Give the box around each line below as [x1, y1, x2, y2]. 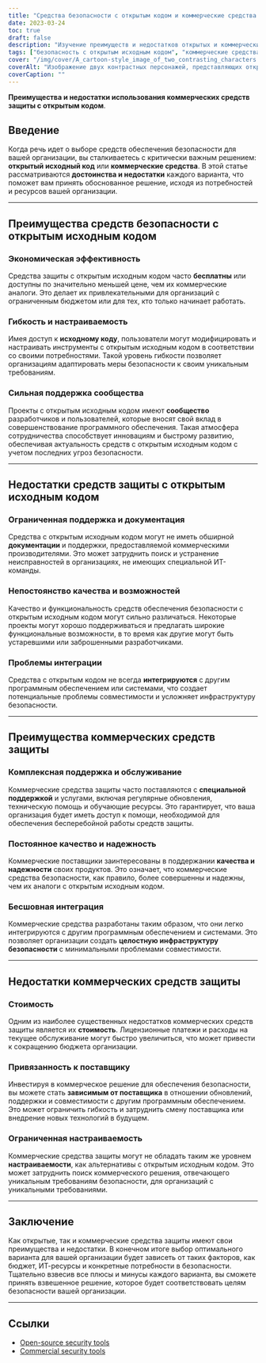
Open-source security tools [19, 1338, 110, 1347]
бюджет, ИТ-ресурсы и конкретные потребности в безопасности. [8, 1261, 232, 1271]
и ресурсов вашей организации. [8, 187, 118, 196]
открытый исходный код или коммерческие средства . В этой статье [8, 162, 249, 171]
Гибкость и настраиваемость [8, 316, 128, 327]
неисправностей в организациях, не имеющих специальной [8, 558, 212, 567]
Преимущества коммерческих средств [8, 730, 216, 744]
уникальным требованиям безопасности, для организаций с [8, 1176, 214, 1186]
